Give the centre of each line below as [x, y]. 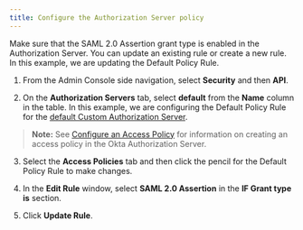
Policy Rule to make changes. [77, 170]
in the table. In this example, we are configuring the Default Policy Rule [154, 107]
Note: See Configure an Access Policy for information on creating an [159, 134]
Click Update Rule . [57, 215]
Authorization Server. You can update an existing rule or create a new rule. [148, 53]
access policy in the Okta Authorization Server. [119, 143]
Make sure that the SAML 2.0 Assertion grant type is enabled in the [134, 43]
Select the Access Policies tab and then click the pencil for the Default [155, 161]
